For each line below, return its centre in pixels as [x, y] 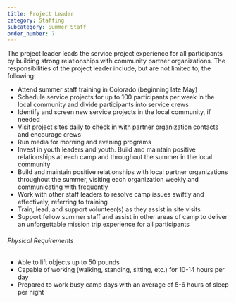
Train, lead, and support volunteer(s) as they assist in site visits [109, 209]
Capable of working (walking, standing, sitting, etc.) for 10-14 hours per [121, 270]
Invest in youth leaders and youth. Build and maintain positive [106, 149]
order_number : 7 [31, 33]
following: [21, 76]
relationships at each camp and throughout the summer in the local [115, 157]
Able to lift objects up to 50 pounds [68, 262]
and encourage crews [49, 135]
